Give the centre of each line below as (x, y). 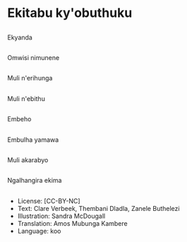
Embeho (19, 119)
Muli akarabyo (28, 159)
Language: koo (39, 231)
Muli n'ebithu (26, 98)
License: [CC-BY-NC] (49, 201)
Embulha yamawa (33, 140)
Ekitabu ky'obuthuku (70, 13)
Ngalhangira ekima (35, 181)
